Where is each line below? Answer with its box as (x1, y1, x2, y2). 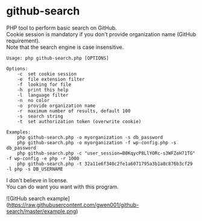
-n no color (17, 97, 50, 103)
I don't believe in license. (6, 176, 68, 184)
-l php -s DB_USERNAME (6, 166, 63, 172)
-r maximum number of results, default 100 (17, 107, 131, 114)
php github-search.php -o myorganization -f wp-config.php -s (17, 139, 177, 146)
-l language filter (17, 92, 69, 98)
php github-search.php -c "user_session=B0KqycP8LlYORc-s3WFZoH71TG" (17, 150, 196, 156)
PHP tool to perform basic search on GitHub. (6, 24, 118, 31)
